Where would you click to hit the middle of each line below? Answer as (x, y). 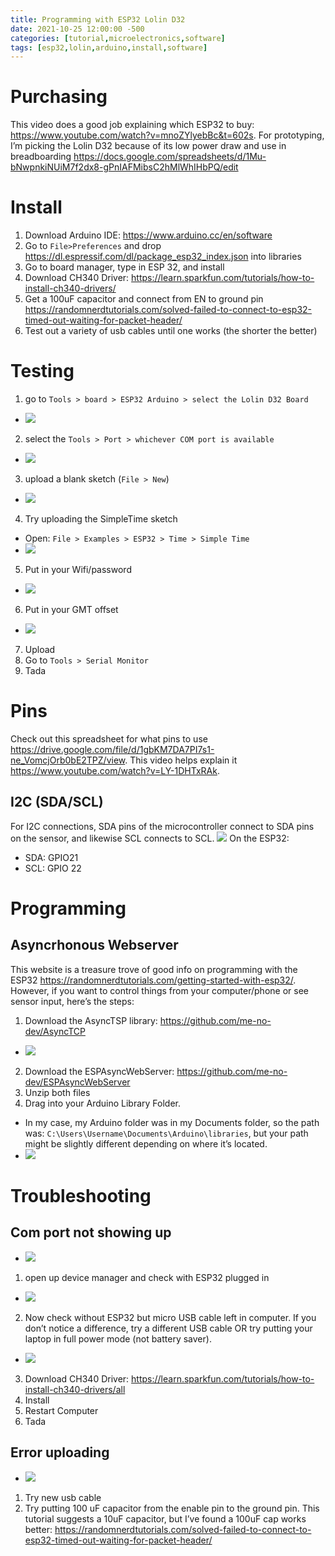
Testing (42, 371)
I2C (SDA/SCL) (57, 802)
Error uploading (60, 1452)
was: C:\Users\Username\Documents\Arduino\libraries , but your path (166, 1133)
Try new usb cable (63, 1497)
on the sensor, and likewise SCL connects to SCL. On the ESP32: (150, 838)
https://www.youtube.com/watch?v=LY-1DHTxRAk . (115, 770)
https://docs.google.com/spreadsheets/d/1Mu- (170, 157)
